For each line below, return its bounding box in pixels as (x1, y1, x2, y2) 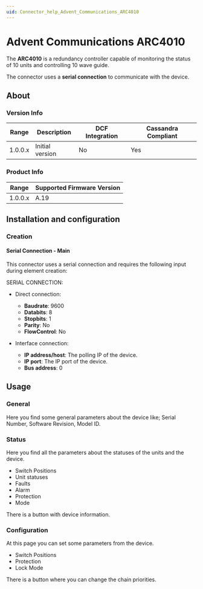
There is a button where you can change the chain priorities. (6, 576, 156, 584)
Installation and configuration (6, 214, 120, 224)
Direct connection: (14, 291, 62, 298)
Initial (35, 142, 51, 151)
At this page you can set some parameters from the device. (6, 539, 154, 547)
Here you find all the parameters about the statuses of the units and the (6, 449, 184, 457)
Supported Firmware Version (35, 183, 121, 192)
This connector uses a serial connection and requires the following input (6, 261, 186, 268)
